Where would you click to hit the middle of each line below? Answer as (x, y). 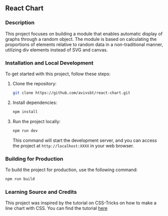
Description (20, 23)
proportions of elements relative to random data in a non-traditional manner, (84, 44)
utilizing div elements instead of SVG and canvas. (57, 49)
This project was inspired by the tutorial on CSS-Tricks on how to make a (81, 203)
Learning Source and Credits (41, 192)
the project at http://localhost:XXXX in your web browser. (73, 145)
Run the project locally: (36, 121)
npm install (25, 112)
